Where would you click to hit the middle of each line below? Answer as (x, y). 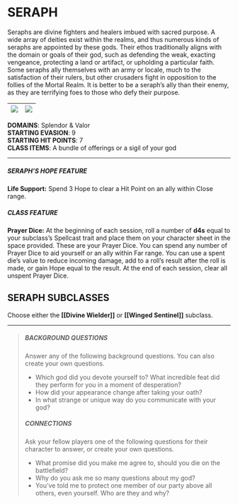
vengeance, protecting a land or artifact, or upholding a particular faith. (111, 62)
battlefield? (52, 470)
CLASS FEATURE (33, 212)
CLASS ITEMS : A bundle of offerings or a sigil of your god (92, 148)
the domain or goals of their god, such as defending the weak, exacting (112, 55)
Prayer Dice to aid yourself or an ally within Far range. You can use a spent (116, 253)
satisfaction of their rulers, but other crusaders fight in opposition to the (112, 77)
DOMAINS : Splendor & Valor (49, 125)
